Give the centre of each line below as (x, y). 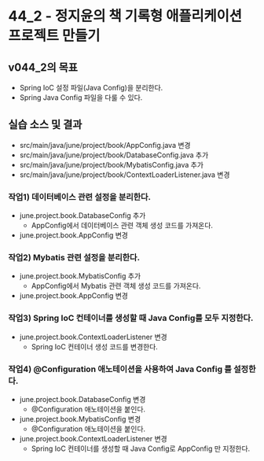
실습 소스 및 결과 (45, 125)
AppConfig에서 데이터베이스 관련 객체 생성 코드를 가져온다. (122, 226)
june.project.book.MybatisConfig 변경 (80, 419)
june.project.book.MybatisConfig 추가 (80, 276)
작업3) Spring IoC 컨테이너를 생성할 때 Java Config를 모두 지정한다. (131, 318)
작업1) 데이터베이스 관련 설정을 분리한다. (80, 197)
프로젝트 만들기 (54, 36)
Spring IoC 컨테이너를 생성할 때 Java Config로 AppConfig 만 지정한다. (141, 448)
